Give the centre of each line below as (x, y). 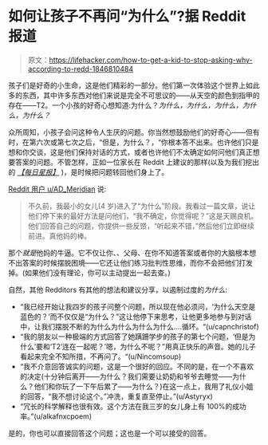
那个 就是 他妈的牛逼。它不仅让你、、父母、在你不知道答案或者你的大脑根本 (129, 253)
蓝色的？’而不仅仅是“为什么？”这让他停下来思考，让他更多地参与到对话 (136, 317)
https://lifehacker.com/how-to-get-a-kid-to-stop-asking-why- (151, 60)
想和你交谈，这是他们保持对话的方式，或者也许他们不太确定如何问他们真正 (130, 152)
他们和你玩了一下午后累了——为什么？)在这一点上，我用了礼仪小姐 (144, 386)
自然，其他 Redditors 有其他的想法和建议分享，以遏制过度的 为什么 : (118, 289)
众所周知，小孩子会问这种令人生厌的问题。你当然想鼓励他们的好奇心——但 (130, 132)
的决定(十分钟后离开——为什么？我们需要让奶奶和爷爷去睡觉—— (126, 376)
